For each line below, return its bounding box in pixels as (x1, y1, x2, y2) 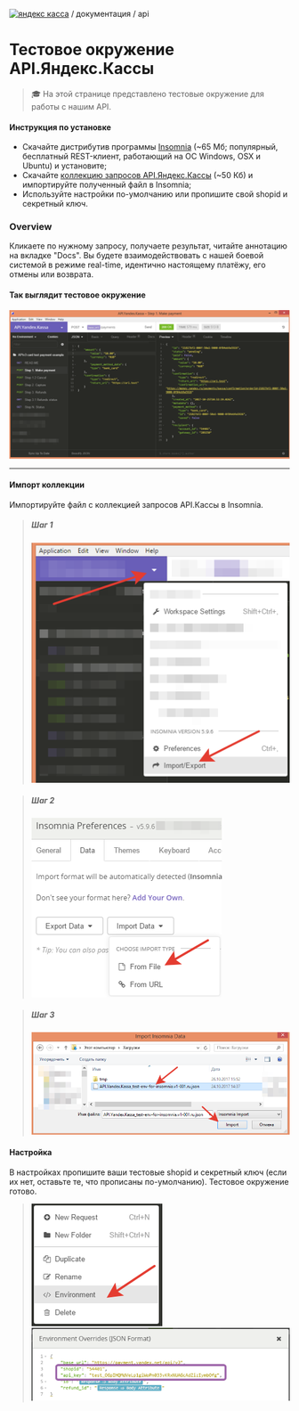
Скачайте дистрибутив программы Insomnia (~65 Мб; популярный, (21, 142, 279, 152)
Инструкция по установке (9, 121, 111, 133)
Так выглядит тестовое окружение (9, 290, 147, 300)
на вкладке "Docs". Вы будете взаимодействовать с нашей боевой (9, 250, 264, 261)
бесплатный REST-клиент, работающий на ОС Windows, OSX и (21, 151, 261, 162)
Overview (9, 221, 53, 233)
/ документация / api (70, 9, 149, 19)
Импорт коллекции (9, 479, 85, 490)
